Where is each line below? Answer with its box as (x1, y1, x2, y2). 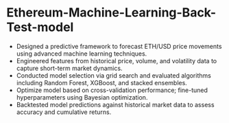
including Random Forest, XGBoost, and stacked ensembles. (16, 78, 188, 87)
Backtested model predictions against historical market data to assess (16, 100, 215, 109)
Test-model (6, 19, 74, 35)
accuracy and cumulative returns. (16, 108, 112, 116)
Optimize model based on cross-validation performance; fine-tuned (16, 86, 208, 94)
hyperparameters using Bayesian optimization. (16, 93, 148, 101)
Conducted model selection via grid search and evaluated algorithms (16, 71, 212, 80)
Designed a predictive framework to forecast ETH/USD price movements (16, 42, 222, 50)
